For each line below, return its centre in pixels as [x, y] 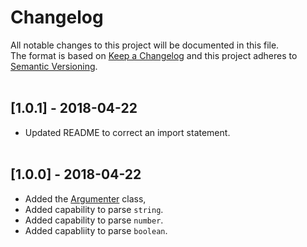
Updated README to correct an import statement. [127, 132]
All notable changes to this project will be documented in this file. [145, 45]
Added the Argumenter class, [85, 198]
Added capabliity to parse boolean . [96, 230]
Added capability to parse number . [94, 220]
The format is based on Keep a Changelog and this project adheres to [154, 55]
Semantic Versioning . [54, 66]
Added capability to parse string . [94, 209]
